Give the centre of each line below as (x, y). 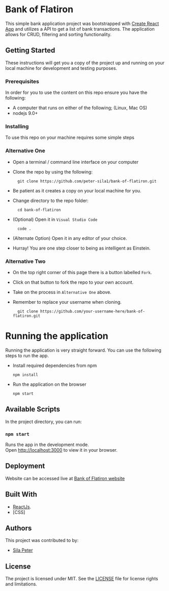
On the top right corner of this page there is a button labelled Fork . (82, 272)
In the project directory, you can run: (44, 422)
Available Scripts (33, 409)
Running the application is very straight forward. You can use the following (83, 350)
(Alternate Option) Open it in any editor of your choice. (70, 238)
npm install (25, 375)
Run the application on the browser (49, 384)
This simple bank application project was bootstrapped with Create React (82, 23)
